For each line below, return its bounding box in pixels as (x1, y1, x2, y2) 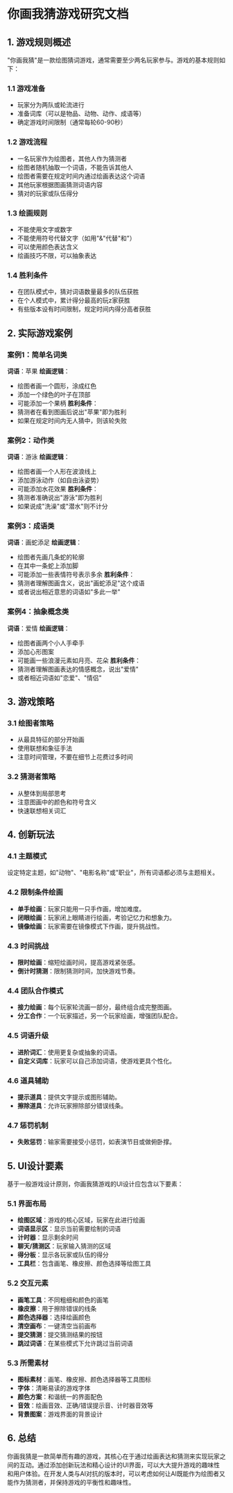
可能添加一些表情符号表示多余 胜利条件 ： (17, 571, 135, 579)
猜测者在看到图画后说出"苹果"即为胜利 (17, 407, 127, 416)
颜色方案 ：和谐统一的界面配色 (17, 1392, 103, 1401)
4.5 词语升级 (7, 1031, 49, 1041)
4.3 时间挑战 (7, 941, 49, 951)
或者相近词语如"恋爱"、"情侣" (17, 674, 102, 682)
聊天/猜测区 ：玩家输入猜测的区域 (17, 1242, 112, 1250)
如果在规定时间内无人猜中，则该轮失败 (17, 416, 127, 425)
